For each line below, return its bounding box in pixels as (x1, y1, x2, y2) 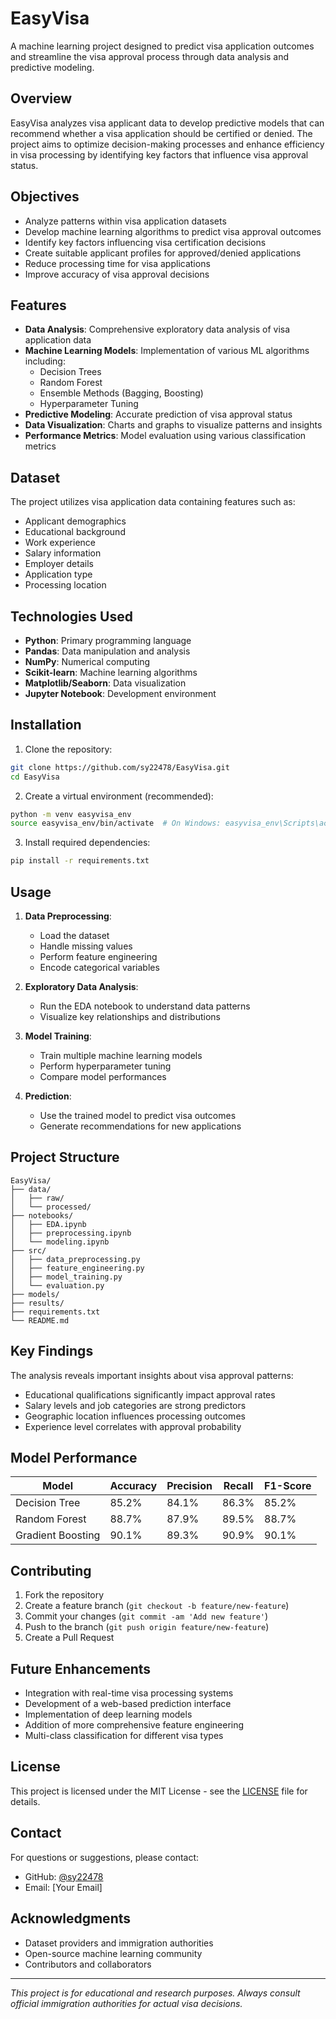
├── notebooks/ (10, 1210, 74, 1221)
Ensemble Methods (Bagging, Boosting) (39, 387, 204, 399)
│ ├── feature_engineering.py (10, 1263, 145, 1273)
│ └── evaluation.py (10, 1280, 105, 1291)
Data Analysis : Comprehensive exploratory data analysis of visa (24, 323, 291, 336)
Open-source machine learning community (24, 1947, 203, 1959)
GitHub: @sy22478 (24, 1870, 104, 1882)
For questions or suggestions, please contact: (10, 1851, 200, 1863)
